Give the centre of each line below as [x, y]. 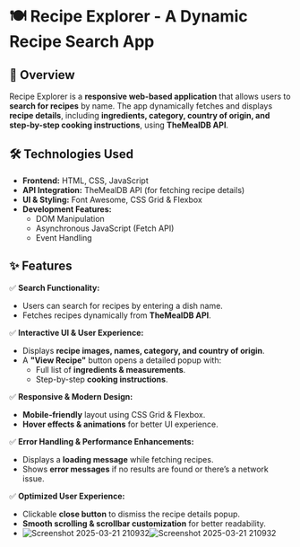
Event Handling [64, 237]
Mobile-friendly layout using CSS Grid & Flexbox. [114, 414]
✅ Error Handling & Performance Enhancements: [102, 441]
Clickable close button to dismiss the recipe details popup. [131, 514]
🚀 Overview [42, 75]
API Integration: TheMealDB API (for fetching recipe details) [133, 190]
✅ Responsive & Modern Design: [71, 396]
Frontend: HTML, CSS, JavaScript [86, 181]
